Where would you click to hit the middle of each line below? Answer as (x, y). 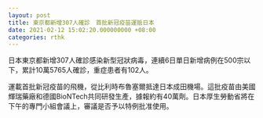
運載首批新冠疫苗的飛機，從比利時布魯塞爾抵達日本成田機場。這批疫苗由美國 (132, 87)
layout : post (29, 15)
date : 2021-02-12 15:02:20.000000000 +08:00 (82, 30)
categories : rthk (37, 37)
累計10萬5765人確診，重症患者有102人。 (87, 70)
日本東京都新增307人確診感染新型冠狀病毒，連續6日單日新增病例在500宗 (126, 60)
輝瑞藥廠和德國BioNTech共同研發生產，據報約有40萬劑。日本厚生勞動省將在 (131, 97)
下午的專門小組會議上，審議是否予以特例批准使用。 (91, 106)
